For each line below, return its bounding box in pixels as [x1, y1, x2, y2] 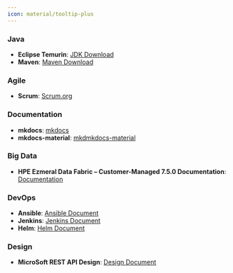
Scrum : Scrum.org [17, 92, 73, 101]
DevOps [7, 192, 36, 202]
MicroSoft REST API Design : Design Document [17, 258, 157, 267]
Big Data [7, 151, 38, 161]
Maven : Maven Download [17, 58, 94, 66]
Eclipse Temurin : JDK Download [17, 50, 114, 58]
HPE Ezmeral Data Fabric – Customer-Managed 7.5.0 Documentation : [17, 167, 227, 175]
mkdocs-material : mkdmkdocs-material [17, 133, 136, 142]
